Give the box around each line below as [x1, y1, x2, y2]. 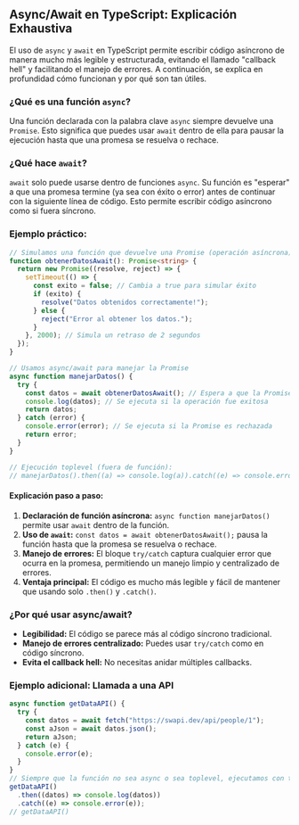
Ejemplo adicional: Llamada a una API [9, 679, 174, 691]
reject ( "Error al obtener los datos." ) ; [41, 314, 193, 324]
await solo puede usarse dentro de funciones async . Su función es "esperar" [9, 177, 290, 188]
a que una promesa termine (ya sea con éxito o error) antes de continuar [9, 186, 276, 197]
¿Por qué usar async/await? [9, 608, 133, 621]
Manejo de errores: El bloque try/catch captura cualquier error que [21, 548, 271, 558]
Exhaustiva [9, 21, 73, 37]
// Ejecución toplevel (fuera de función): [9, 463, 174, 472]
